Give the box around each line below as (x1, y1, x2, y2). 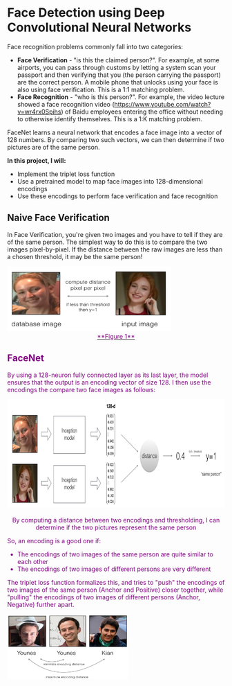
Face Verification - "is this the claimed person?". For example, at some (17, 55, 220, 64)
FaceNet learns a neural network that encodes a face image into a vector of (7, 128, 222, 137)
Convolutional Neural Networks (7, 19, 192, 35)
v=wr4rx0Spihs (17, 107, 61, 116)
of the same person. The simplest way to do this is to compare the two (7, 238, 208, 246)
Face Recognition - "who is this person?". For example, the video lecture (17, 92, 225, 101)
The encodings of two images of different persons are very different (17, 565, 211, 573)
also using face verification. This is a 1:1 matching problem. (17, 85, 185, 94)
